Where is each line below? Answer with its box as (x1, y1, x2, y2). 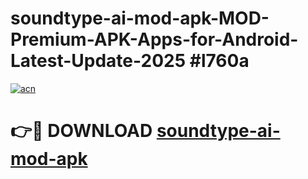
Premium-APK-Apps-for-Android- (10, 28, 299, 51)
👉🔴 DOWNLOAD (10, 120, 153, 142)
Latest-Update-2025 (10, 50, 187, 72)
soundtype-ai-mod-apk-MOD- (10, 7, 270, 30)
